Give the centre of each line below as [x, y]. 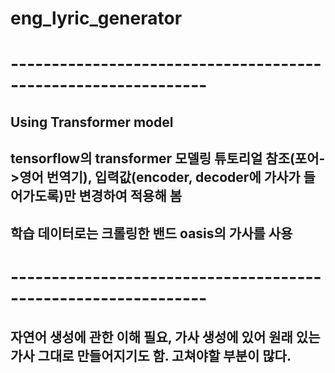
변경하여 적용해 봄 [130, 196]
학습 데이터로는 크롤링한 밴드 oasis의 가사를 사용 [151, 233]
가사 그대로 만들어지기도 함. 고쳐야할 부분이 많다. [151, 356]
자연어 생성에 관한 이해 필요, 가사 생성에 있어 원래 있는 [165, 337]
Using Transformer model [92, 122]
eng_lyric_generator [96, 18]
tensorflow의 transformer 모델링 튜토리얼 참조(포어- [168, 158]
